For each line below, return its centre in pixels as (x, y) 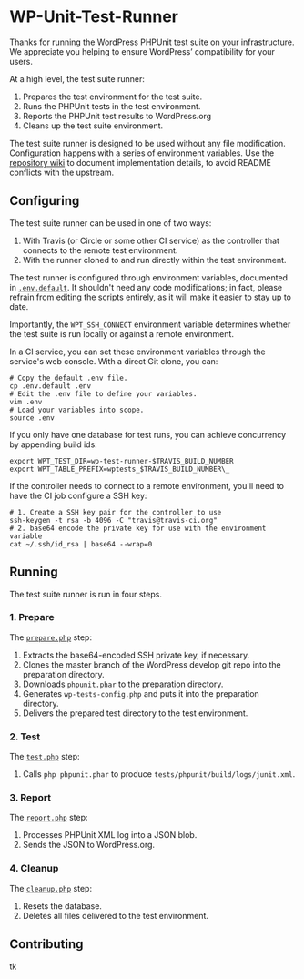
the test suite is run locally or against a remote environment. (122, 333)
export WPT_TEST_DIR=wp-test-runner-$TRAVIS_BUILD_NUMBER (122, 461)
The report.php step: (49, 818)
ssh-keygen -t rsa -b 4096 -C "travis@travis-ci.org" (114, 520)
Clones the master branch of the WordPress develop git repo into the (152, 664)
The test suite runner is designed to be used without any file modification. (148, 143)
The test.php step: (45, 757)
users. (21, 61)
